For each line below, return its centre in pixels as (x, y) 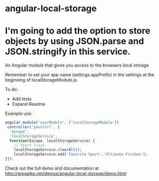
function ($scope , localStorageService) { (52, 141)
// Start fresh (29, 145)
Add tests (22, 99)
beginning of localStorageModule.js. (42, 80)
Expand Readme (29, 104)
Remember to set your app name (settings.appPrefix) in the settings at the (80, 75)
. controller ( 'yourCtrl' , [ (33, 127)
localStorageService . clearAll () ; (48, 150)
